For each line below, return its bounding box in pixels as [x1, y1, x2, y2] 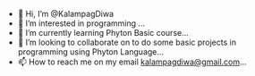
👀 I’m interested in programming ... [17, 18, 146, 29]
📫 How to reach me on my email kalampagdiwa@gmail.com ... [17, 56, 248, 67]
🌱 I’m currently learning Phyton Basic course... [17, 28, 190, 38]
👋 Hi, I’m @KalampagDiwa [17, 9, 115, 19]
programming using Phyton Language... [17, 46, 164, 57]
